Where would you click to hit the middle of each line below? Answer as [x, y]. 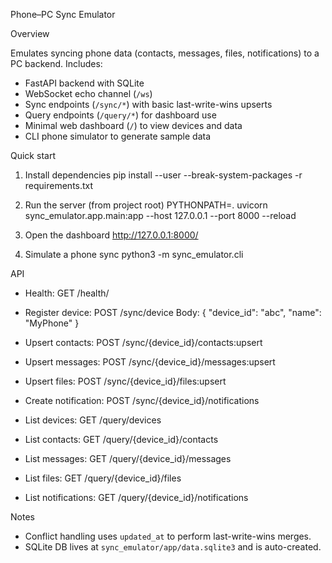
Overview [30, 33]
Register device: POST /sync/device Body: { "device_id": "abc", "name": [173, 312]
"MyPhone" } [52, 323]
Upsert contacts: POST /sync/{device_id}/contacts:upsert [143, 342]
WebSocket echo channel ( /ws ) [88, 93]
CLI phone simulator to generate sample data [118, 136]
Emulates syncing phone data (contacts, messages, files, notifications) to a [165, 53]
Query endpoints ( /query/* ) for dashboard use [120, 115]
